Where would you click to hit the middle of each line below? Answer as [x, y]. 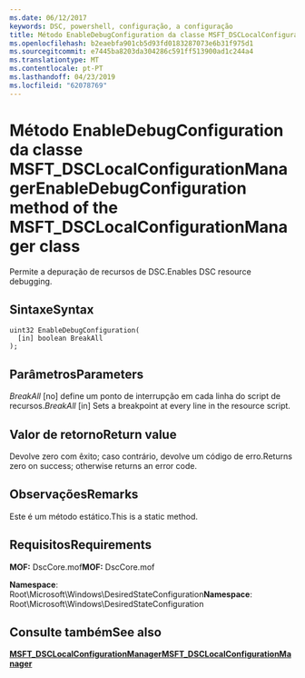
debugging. [31, 281]
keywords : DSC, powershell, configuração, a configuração [121, 26]
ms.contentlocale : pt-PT [56, 69]
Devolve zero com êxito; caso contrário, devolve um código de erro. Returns [151, 456]
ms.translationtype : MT [54, 60]
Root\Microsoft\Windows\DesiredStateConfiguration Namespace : [131, 594]
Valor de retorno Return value [93, 434]
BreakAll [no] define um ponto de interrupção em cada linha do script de [145, 396]
